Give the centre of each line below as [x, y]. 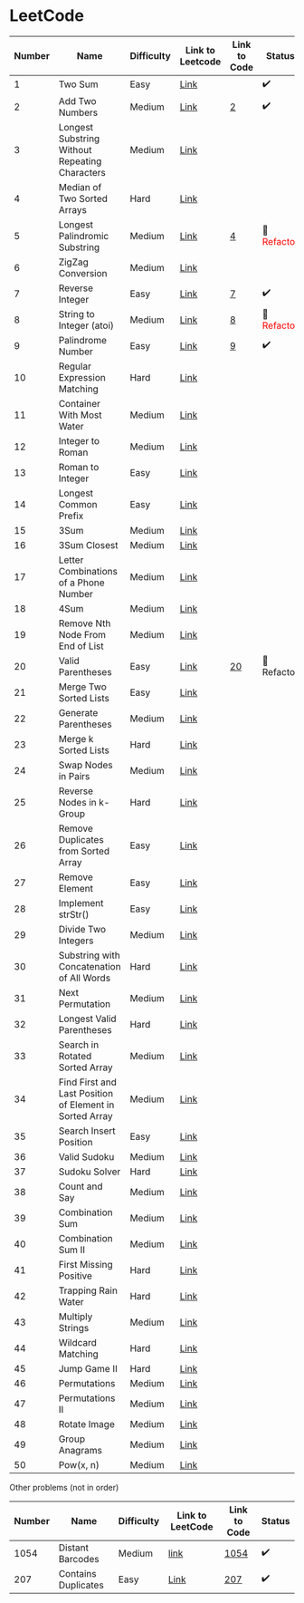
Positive [76, 1276]
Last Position [86, 1093]
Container [80, 403]
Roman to [79, 467]
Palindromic [84, 236]
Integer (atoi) [86, 325]
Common [78, 504]
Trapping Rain [88, 1290]
